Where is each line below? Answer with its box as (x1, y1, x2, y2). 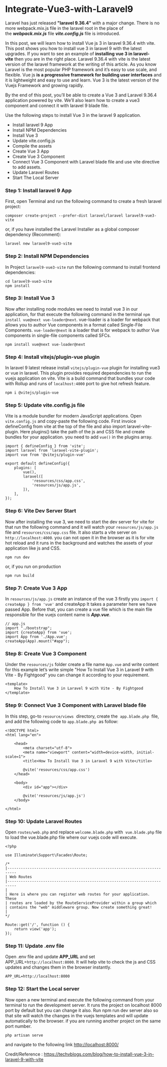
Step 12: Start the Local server (5, 985, 80, 992)
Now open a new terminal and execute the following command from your (5, 996, 155, 1002)
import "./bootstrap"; (5, 626, 52, 631)
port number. (5, 1023, 32, 1029)
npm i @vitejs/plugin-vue (5, 390, 59, 396)
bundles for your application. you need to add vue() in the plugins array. (5, 434, 153, 440)
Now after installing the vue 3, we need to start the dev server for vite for (5, 518, 155, 525)
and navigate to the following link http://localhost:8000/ (5, 1041, 119, 1047)
